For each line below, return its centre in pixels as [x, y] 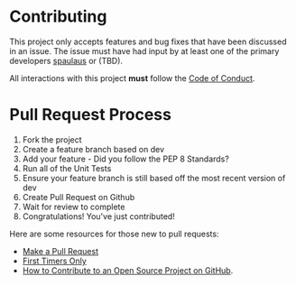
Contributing [58, 17]
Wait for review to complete [74, 207]
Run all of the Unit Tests [67, 168]
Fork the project [52, 139]
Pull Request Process [90, 115]
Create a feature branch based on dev [93, 149]
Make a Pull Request [60, 251]
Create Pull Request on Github [79, 197]
